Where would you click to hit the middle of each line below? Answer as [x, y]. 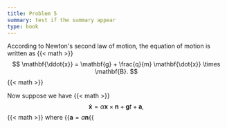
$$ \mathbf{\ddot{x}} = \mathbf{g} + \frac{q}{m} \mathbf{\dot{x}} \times [116, 64]
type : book [23, 26]
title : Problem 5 [32, 13]
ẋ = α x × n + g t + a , [116, 107]
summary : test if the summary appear [62, 20]
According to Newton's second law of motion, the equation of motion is [109, 46]
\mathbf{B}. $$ [116, 72]
